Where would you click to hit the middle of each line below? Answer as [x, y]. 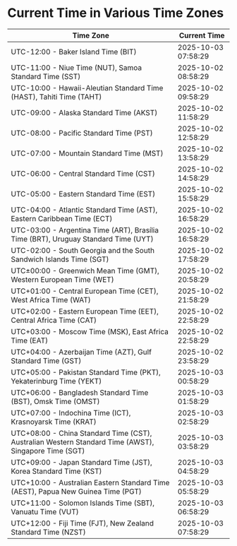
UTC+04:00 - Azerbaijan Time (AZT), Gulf [81, 352]
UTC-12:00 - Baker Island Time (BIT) [74, 52]
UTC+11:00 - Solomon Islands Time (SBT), [83, 503]
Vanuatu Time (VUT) [45, 511]
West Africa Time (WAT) [51, 299]
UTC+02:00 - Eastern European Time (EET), [85, 311]
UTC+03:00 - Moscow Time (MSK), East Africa [90, 331]
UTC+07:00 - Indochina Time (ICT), [71, 413]
